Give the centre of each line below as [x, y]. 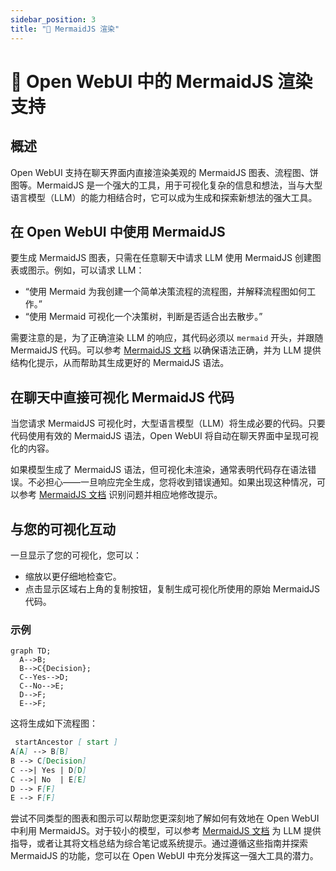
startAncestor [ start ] [66, 742]
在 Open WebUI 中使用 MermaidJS [118, 231]
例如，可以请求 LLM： [99, 270]
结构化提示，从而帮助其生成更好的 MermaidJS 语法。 [120, 363]
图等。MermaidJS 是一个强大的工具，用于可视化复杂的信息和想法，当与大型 [166, 185]
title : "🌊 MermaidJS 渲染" [65, 29]
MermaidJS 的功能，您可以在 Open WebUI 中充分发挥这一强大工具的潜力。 [164, 856]
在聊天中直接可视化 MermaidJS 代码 [122, 397]
